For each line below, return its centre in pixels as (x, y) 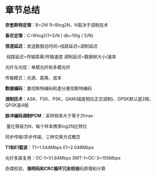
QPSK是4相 (17, 105)
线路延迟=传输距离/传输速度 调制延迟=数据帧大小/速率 (61, 56)
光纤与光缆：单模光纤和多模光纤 (38, 67)
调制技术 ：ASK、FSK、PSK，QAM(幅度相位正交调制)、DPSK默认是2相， (79, 99)
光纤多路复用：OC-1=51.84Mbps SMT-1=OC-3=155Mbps (63, 158)
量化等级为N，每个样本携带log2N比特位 (47, 126)
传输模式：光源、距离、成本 (33, 78)
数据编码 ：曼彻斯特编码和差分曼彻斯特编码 (49, 88)
